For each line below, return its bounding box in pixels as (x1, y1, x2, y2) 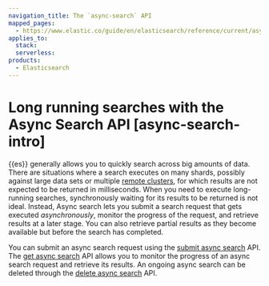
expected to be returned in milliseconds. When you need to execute (8, 184, 232, 194)
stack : (15, 42, 38, 50)
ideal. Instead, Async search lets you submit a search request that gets (8, 201, 243, 211)
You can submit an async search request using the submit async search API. (8, 242, 261, 252)
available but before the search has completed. (8, 227, 164, 236)
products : (8, 57, 42, 65)
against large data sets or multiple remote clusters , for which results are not (8, 175, 258, 185)
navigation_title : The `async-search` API (8, 11, 152, 20)
